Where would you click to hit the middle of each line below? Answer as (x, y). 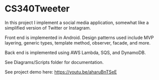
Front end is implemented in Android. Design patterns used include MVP (79, 37)
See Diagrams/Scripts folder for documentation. (54, 62)
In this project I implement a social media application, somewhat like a (77, 22)
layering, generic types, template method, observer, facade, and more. (78, 42)
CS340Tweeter (37, 9)
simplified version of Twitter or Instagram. (48, 27)
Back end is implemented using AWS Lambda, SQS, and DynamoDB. (75, 52)
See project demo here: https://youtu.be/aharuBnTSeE (61, 72)
